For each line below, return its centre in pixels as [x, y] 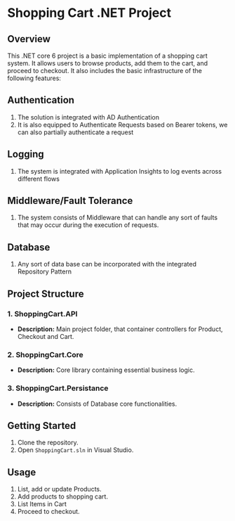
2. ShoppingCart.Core [46, 354]
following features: [34, 78]
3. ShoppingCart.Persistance [58, 388]
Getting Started [42, 426]
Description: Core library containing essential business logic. [106, 370]
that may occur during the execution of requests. [88, 225]
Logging [26, 154]
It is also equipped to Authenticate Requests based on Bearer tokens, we [122, 124]
